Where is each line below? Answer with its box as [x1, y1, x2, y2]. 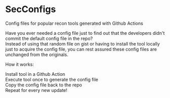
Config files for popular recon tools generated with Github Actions [5, 20, 144, 26]
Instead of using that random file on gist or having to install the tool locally [5, 40, 160, 46]
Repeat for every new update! [5, 87, 67, 93]
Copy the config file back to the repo [5, 82, 82, 88]
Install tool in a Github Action [5, 71, 65, 77]
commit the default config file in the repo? [5, 35, 93, 41]
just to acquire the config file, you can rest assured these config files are [5, 46, 157, 52]
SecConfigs [5, 4, 56, 15]
